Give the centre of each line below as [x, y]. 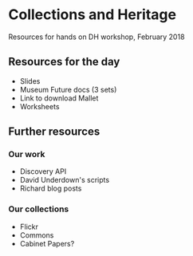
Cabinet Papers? [47, 243]
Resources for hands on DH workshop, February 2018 [96, 37]
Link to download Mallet [59, 98]
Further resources [54, 132]
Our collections [39, 209]
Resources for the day [64, 62]
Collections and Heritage [93, 15]
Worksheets [39, 106]
